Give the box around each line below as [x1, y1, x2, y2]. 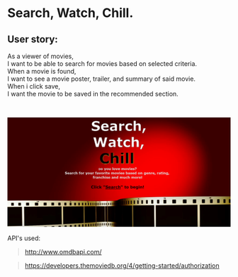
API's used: [7, 234, 41, 242]
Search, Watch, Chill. [7, 5, 134, 21]
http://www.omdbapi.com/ [24, 247, 102, 256]
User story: [7, 33, 58, 45]
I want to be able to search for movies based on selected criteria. [7, 60, 197, 68]
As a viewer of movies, [7, 52, 74, 60]
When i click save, [7, 82, 61, 90]
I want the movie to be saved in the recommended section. [7, 90, 178, 98]
